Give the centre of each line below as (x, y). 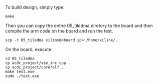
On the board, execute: (29, 49)
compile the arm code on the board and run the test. (59, 31)
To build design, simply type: (35, 7)
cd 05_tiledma (20, 58)
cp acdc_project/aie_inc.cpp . (38, 63)
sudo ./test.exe (22, 76)
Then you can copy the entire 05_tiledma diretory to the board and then (79, 25)
